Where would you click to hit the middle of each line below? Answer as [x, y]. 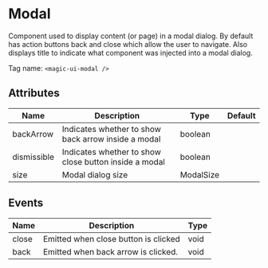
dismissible [33, 157]
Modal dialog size [95, 174]
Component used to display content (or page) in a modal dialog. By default [131, 36]
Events [26, 203]
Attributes [34, 93]
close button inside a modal [113, 161]
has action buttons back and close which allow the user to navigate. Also [128, 44]
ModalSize [200, 174]
